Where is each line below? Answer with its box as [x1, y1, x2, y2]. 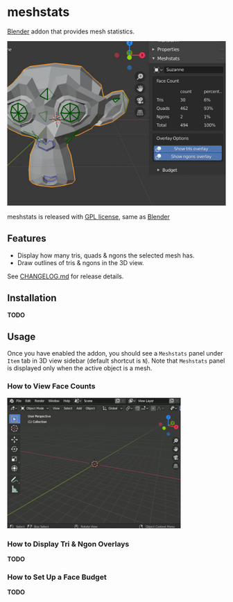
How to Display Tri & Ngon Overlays [7, 539, 130, 548]
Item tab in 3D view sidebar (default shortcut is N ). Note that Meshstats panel [7, 356, 225, 365]
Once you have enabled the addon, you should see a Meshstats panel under [7, 349, 223, 358]
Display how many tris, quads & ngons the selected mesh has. [17, 251, 195, 260]
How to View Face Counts [7, 381, 96, 391]
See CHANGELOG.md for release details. [7, 272, 124, 280]
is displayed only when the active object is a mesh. [7, 364, 153, 372]
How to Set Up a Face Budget [7, 572, 107, 582]
